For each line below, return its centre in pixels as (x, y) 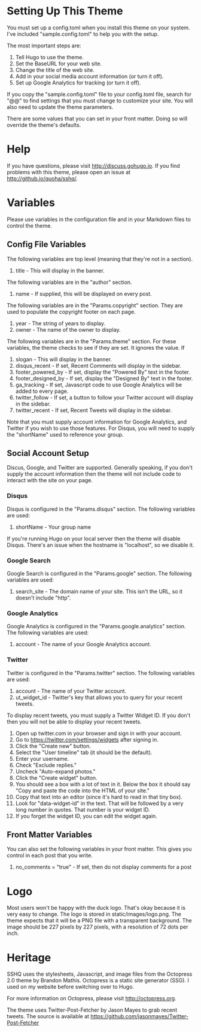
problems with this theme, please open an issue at (69, 172)
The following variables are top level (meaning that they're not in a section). (100, 259)
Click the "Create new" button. (53, 746)
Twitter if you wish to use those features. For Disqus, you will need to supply (101, 428)
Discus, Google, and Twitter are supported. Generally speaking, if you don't (100, 468)
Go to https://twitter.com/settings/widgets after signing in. (87, 739)
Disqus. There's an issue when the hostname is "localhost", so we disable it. (100, 545)
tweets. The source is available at (48, 1016)
